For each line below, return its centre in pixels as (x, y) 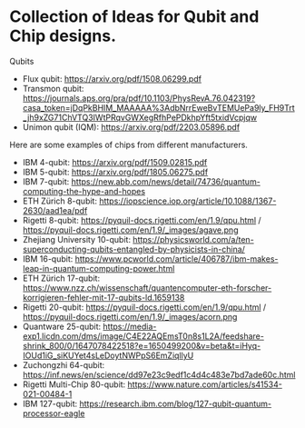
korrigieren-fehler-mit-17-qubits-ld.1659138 (103, 297)
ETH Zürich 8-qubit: (60, 201)
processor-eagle (54, 413)
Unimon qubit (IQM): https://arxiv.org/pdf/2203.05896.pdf (131, 127)
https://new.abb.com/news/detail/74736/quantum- (166, 181)
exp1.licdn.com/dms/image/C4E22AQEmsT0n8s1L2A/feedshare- (143, 336)
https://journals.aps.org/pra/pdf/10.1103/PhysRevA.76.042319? (139, 98)
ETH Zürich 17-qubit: (61, 278)
